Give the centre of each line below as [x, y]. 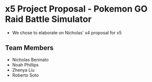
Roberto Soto [25, 75]
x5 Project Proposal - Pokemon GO [76, 9]
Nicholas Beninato [30, 60]
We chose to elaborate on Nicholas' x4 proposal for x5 [67, 33]
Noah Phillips [25, 65]
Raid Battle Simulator [48, 19]
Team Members [29, 48]
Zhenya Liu [23, 70]
